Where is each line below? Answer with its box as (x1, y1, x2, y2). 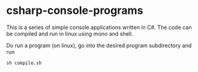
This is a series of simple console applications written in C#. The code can (6, 24, 192, 31)
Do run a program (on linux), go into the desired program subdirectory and (6, 42, 192, 49)
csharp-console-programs (6, 4, 144, 18)
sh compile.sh (6, 60, 42, 66)
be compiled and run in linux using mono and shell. (6, 30, 133, 37)
